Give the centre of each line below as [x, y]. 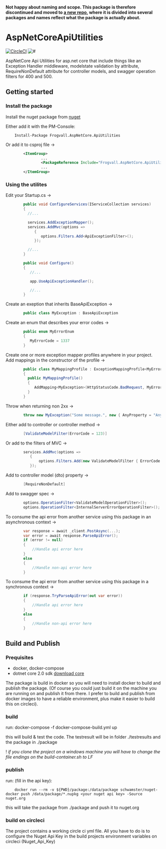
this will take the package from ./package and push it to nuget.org [72, 807]
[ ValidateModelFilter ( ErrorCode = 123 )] [65, 434]
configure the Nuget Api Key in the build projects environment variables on [81, 836]
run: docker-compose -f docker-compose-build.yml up [61, 728]
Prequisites [19, 657]
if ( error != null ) [43, 540]
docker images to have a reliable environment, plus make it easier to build [80, 699]
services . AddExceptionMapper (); [61, 222]
